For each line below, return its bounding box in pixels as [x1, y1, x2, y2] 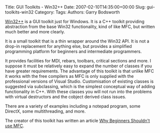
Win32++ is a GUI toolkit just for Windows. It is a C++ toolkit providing [5, 19, 145, 24]
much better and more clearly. [5, 29, 65, 34]
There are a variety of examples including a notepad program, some [5, 103, 141, 109]
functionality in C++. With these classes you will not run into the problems [5, 89, 152, 94]
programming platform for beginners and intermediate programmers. [5, 48, 142, 54]
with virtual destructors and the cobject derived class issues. [5, 94, 127, 100]
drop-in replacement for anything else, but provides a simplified [5, 44, 132, 49]
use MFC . [5, 123, 24, 129]
